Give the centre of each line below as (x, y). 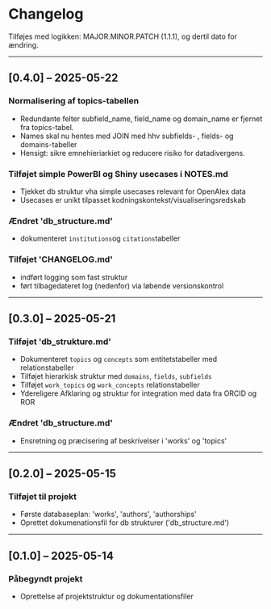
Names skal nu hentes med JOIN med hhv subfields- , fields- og (127, 136)
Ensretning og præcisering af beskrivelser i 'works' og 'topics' (123, 440)
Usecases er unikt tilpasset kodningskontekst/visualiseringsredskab (133, 199)
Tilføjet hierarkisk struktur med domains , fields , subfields (116, 376)
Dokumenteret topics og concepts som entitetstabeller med (119, 359)
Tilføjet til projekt (43, 496)
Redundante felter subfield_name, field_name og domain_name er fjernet (141, 119)
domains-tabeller (48, 144)
